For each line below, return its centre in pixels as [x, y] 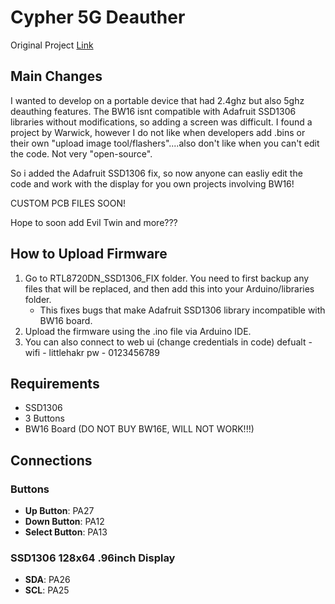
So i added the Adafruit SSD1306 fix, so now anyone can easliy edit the [156, 173]
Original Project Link [52, 45]
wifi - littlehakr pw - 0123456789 [92, 352]
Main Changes [56, 76]
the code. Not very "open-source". [81, 153]
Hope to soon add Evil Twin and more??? [94, 222]
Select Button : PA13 [66, 532]
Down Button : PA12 [64, 522]
